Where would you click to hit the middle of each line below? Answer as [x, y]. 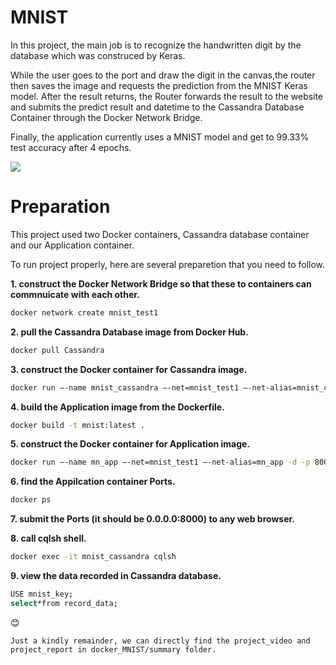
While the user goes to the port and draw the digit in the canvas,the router [163, 75]
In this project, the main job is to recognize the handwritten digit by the [156, 45]
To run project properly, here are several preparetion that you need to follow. [168, 264]
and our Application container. [72, 245]
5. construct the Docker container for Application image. [130, 444]
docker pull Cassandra [57, 350]
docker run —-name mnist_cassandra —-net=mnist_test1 [125, 387]
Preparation [60, 207]
